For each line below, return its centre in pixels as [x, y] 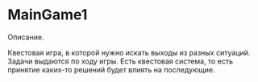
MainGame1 [48, 15]
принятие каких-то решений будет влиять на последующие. [111, 69]
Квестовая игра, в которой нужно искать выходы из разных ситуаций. [129, 52]
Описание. [26, 37]
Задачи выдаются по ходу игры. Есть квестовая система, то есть [120, 61]
